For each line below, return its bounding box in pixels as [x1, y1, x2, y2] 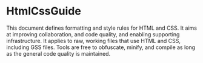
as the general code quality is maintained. [6, 50, 111, 57]
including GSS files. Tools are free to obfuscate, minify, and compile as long [6, 44, 196, 51]
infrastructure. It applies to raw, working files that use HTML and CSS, [6, 37, 181, 44]
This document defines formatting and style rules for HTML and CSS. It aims [6, 24, 197, 31]
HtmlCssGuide [6, 4, 82, 18]
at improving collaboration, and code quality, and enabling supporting [6, 30, 180, 38]
